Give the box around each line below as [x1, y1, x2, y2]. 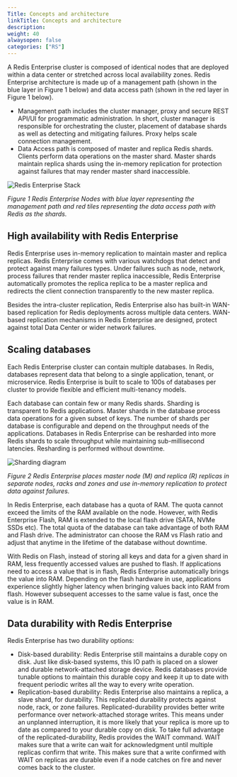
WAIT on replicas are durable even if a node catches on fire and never [17, 756, 222, 764]
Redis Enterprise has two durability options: [7, 637, 134, 645]
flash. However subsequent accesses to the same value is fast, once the [7, 590, 219, 598]
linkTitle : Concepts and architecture [7, 17, 122, 24]
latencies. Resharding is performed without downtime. [7, 444, 165, 453]
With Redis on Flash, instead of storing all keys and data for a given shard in [7, 551, 229, 561]
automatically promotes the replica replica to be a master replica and [7, 279, 208, 287]
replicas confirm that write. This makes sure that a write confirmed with [17, 748, 226, 756]
